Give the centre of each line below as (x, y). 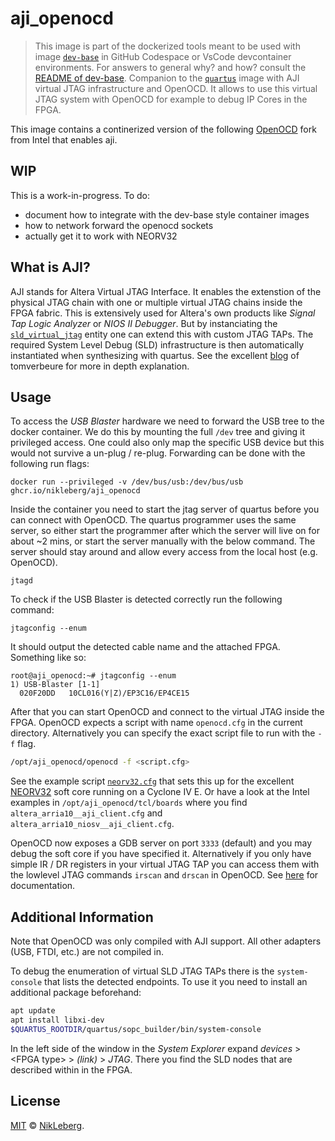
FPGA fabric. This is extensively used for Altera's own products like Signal (163, 313)
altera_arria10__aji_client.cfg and (86, 813)
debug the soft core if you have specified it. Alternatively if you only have (161, 854)
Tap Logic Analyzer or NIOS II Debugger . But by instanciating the (144, 323)
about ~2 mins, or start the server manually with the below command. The (163, 541)
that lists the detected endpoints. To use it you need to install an (176, 982)
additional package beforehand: (76, 993)
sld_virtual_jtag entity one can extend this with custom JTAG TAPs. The (162, 334)
